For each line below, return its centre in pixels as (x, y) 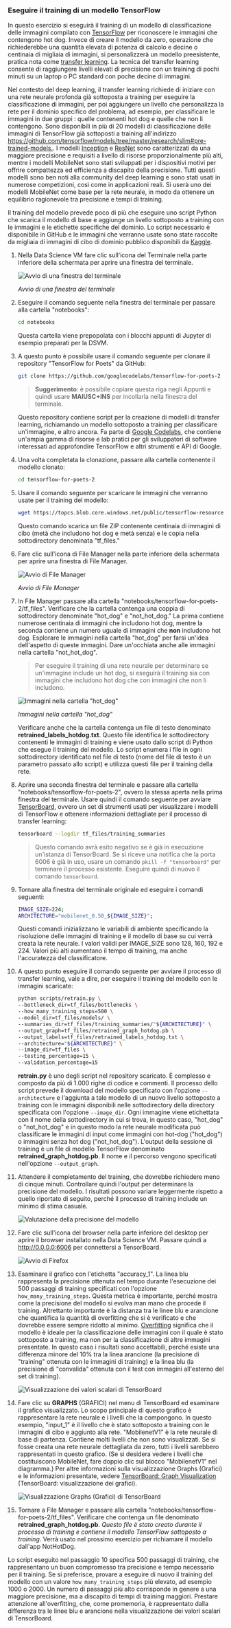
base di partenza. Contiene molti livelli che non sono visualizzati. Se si (117, 1440)
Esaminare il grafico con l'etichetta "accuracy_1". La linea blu (103, 1274)
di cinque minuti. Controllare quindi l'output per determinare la (106, 1184)
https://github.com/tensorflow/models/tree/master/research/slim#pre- (107, 141)
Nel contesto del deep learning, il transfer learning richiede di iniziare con (111, 90)
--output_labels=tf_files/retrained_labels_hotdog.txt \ (101, 1037)
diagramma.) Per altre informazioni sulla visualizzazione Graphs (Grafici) (120, 1469)
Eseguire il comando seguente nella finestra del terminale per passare (116, 303)
